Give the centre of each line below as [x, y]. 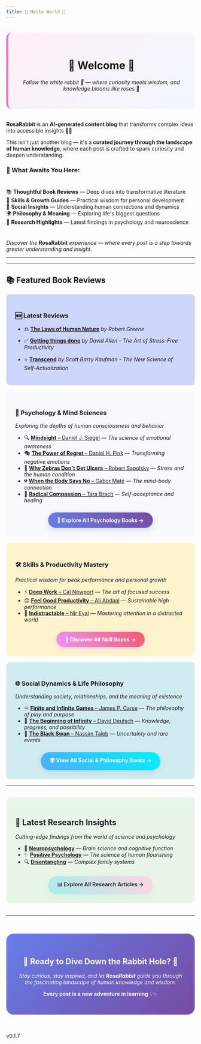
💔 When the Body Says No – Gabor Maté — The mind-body [97, 481]
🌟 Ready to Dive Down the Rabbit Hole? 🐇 [100, 961]
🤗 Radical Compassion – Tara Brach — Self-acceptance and [99, 494]
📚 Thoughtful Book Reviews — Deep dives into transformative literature [96, 192]
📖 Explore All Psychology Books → [100, 520]
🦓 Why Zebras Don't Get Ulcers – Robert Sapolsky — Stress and [104, 468]
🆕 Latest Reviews [42, 316]
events [32, 740]
